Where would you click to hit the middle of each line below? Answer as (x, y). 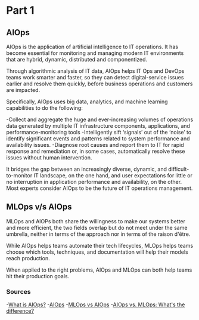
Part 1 (20, 10)
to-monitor (19, 176)
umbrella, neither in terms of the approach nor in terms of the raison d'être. (98, 234)
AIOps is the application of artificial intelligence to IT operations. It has (92, 47)
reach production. (28, 258)
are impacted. (23, 90)
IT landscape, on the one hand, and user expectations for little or (113, 176)
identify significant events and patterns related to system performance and (98, 139)
